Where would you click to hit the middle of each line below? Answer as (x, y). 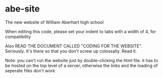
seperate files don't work (30, 70)
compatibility (18, 37)
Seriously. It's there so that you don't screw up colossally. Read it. (71, 51)
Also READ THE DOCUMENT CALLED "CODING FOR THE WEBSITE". (74, 46)
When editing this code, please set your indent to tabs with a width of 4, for (81, 31)
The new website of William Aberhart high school (54, 22)
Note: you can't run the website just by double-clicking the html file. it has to (81, 60)
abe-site (22, 9)
